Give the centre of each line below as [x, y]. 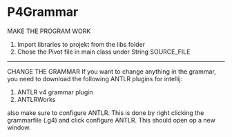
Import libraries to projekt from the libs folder [81, 44]
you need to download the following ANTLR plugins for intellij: [95, 78]
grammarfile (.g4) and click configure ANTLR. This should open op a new [111, 120]
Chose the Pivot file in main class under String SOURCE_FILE [104, 52]
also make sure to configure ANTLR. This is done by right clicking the [106, 113]
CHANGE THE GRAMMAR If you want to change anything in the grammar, [112, 71]
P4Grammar [43, 12]
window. [19, 127]
